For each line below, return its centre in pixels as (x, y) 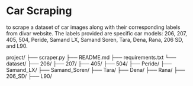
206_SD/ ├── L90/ (29, 76)
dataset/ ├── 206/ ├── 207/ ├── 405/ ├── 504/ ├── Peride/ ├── (89, 64)
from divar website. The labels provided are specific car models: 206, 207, (97, 33)
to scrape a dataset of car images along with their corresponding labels (93, 27)
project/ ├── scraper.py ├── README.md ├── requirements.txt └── (91, 57)
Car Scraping (39, 11)
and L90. (17, 46)
